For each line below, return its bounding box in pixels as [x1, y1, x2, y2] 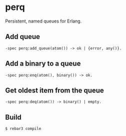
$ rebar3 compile [5, 126, 41, 131]
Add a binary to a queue [5, 59, 81, 68]
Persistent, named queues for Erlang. [5, 18, 82, 24]
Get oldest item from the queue [5, 86, 104, 94]
